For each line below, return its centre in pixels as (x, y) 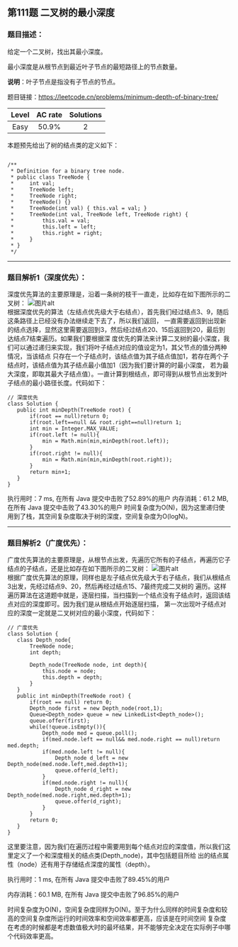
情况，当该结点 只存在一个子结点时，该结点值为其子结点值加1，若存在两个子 (118, 356)
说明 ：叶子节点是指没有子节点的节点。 (63, 82)
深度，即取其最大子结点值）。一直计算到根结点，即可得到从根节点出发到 (117, 374)
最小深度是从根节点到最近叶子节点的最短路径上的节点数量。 (94, 67)
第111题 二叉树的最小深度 (61, 13)
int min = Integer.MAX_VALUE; (74, 428)
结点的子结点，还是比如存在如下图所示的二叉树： (79, 569)
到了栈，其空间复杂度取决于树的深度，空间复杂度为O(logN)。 (102, 516)
